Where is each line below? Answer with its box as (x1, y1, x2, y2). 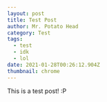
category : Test (7, 29, 51, 37)
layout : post (7, 10, 45, 17)
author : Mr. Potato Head (7, 23, 79, 30)
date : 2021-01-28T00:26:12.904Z (7, 61, 100, 68)
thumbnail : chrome (7, 68, 60, 74)
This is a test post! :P (7, 87, 67, 95)
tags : (7, 36, 23, 43)
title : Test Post (7, 17, 57, 23)
